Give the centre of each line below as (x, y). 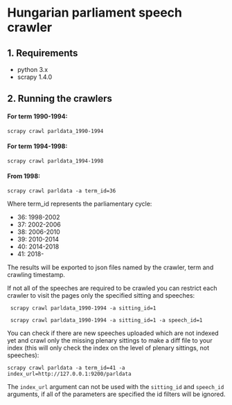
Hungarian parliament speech (95, 13)
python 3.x (33, 70)
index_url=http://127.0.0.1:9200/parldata (69, 374)
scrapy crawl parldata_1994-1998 (55, 161)
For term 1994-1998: (37, 146)
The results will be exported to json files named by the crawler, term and (110, 267)
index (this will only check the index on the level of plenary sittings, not (108, 348)
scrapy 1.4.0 (35, 77)
